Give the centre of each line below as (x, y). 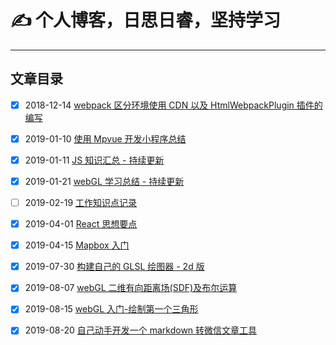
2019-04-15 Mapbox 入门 (77, 245)
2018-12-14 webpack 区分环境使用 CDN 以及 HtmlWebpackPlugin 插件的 (173, 105)
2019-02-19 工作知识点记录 (81, 202)
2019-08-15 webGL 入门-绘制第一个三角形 (111, 309)
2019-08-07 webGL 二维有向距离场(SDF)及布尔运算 (131, 288)
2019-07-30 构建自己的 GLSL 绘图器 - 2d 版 (114, 267)
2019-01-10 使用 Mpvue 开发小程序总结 (105, 138)
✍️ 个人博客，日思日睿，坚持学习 (146, 20)
